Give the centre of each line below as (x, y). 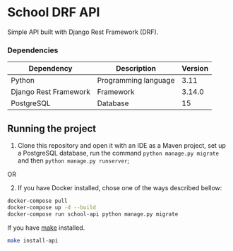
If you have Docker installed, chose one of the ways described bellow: (120, 188)
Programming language (136, 81)
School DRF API (54, 12)
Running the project (52, 128)
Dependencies (33, 50)
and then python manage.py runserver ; (73, 160)
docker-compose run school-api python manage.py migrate (93, 214)
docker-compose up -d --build (52, 207)
